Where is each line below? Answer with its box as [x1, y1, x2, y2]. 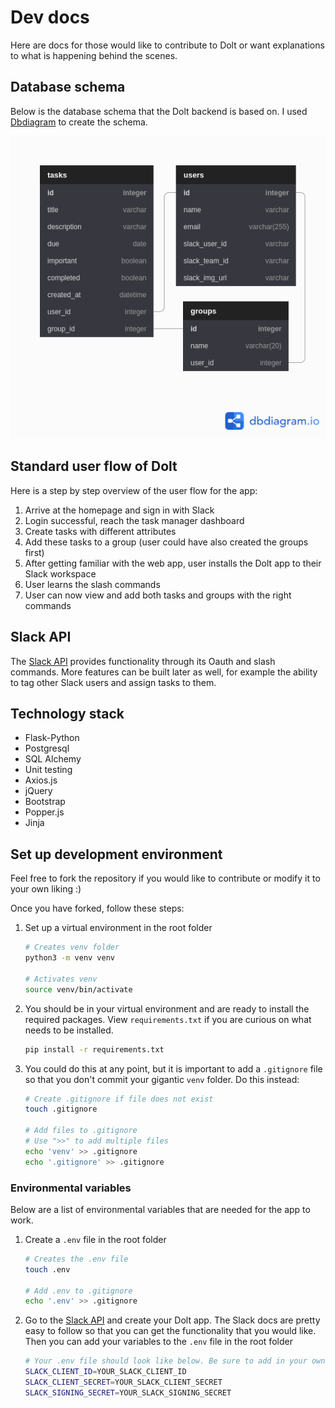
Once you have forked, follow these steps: [10, 902, 185, 915]
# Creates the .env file [24, 1254, 129, 1264]
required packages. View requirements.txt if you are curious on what [24, 1013, 312, 1025]
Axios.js [24, 774, 58, 786]
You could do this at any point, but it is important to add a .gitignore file [24, 1062, 323, 1075]
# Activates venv [24, 974, 98, 984]
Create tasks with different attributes [24, 525, 177, 537]
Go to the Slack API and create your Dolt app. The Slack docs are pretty [24, 1314, 321, 1326]
